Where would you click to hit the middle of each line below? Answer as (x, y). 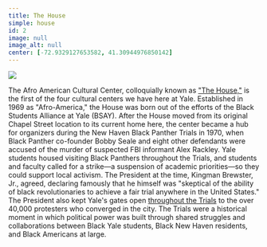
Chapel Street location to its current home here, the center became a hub (128, 124)
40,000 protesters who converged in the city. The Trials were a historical (128, 209)
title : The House (37, 16)
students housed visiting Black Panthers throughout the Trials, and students (133, 158)
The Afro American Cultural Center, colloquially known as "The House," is (129, 90)
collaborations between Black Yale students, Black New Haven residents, (128, 225)
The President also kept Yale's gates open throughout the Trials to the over (131, 200)
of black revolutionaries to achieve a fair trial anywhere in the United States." (134, 192)
